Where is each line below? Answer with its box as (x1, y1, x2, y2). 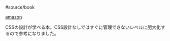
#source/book (5, 4, 35, 10)
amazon (5, 14, 22, 19)
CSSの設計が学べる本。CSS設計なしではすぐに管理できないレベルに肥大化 (5, 24, 161, 30)
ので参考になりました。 (9, 30, 59, 36)
